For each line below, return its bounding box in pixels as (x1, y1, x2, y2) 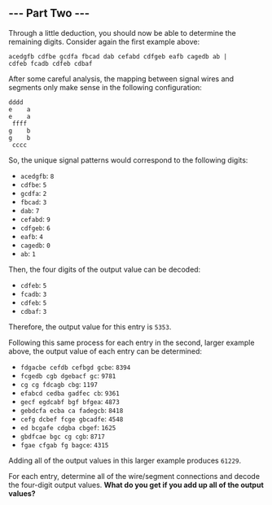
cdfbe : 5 (20, 179, 47, 189)
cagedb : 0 (20, 240, 50, 250)
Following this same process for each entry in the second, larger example (8, 337, 255, 347)
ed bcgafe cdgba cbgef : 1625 (20, 422, 116, 432)
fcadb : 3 (20, 289, 47, 298)
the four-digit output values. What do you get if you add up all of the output (8, 480, 265, 490)
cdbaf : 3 (20, 306, 47, 316)
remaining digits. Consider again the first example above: (8, 37, 200, 46)
